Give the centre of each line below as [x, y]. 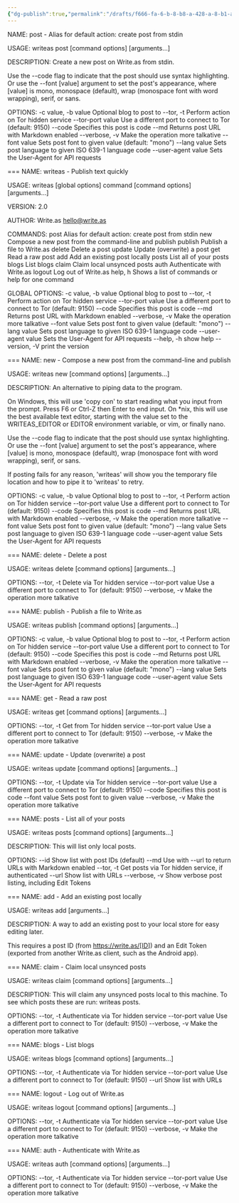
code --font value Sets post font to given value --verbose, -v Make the [111, 797]
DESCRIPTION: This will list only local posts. [72, 846]
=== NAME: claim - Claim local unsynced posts [77, 967]
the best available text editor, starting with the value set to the [98, 416]
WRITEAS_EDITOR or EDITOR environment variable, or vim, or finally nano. [116, 424]
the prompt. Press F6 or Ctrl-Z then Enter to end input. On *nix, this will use [118, 409]
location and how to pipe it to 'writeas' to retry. [76, 482]
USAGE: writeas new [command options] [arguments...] [89, 374]
